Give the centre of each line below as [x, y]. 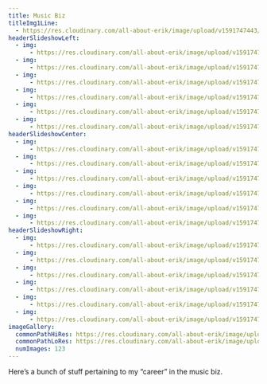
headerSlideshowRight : [46, 231]
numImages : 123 [41, 349]
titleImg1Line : [33, 23]
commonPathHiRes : [44, 334]
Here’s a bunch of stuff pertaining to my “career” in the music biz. [116, 372]
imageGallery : [32, 327]
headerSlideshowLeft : [44, 38]
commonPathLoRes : [44, 342]
